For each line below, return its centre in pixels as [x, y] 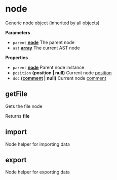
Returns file [17, 116]
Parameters [18, 32]
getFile [16, 94]
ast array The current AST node [46, 48]
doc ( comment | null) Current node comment [59, 78]
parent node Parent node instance [48, 67]
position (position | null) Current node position [62, 73]
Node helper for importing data [37, 144]
